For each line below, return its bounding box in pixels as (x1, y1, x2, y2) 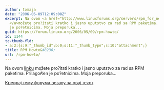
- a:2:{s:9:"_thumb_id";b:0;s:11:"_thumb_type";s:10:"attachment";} (5, 43, 147, 48)
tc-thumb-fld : (5, 39, 34, 44)
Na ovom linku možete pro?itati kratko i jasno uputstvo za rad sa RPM (5, 65, 144, 71)
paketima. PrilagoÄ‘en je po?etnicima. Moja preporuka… (5, 71, 117, 76)
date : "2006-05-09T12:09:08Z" (5, 12, 67, 16)
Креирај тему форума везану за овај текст (5, 80, 94, 86)
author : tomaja (5, 7, 36, 12)
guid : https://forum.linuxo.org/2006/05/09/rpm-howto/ (5, 30, 119, 34)
